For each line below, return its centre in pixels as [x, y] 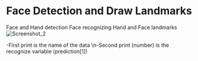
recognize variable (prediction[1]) [47, 51]
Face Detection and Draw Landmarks [99, 11]
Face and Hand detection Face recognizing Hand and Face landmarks [92, 27]
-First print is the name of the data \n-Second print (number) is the [88, 45]
